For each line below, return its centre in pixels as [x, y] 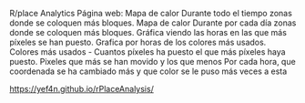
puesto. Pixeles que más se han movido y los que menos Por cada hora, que [152, 62]
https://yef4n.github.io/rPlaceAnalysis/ [82, 89]
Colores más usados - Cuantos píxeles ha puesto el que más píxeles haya [147, 52]
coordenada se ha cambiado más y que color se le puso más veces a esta [148, 71]
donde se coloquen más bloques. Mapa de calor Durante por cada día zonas [153, 23]
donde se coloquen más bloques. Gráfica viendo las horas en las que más [148, 32]
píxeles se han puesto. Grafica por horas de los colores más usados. [138, 42]
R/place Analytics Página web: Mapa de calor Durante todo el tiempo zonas [151, 13]
